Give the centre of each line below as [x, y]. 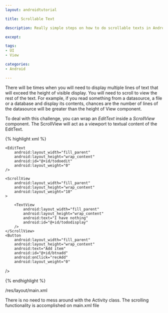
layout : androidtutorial [31, 10]
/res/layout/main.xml [26, 290]
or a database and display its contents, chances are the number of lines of [82, 103]
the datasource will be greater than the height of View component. [73, 108]
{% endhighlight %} [25, 280]
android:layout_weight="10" [43, 191]
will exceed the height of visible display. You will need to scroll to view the [81, 92]
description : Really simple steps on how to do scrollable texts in [78, 28]
